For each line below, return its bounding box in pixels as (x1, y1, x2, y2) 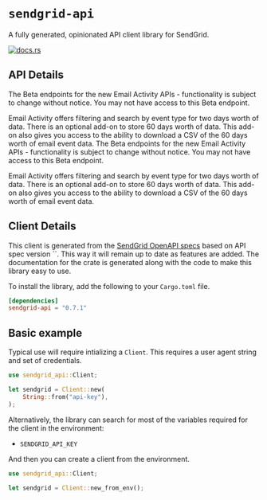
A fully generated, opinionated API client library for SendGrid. (8, 29, 210, 39)
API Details (8, 68, 64, 82)
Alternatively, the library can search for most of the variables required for (8, 415, 249, 424)
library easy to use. (8, 266, 72, 275)
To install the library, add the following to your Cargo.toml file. (8, 281, 210, 291)
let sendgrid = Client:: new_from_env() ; (8, 484, 145, 492)
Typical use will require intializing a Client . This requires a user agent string (8, 347, 257, 357)
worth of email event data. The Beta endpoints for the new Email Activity (8, 139, 246, 148)
